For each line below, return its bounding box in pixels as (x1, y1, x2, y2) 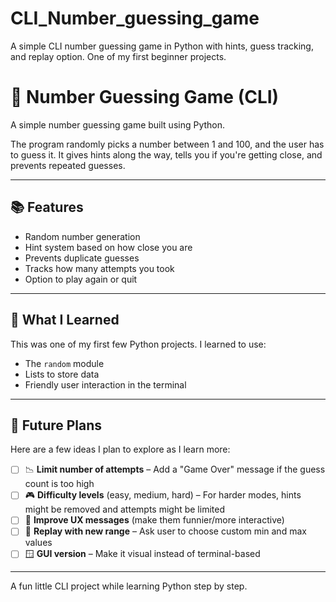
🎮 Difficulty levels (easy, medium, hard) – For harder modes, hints (24, 489, 302, 501)
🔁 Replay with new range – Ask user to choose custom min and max (24, 525, 307, 537)
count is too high (24, 478, 95, 490)
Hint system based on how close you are (24, 241, 193, 253)
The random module (24, 357, 105, 369)
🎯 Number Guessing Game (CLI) (10, 86, 280, 109)
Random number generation (24, 230, 141, 242)
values (24, 537, 53, 549)
